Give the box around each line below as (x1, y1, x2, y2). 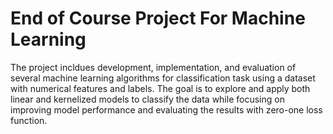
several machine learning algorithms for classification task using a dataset (10, 72, 316, 84)
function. (10, 114, 48, 126)
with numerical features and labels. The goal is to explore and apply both (10, 82, 311, 94)
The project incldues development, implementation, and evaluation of (10, 61, 297, 73)
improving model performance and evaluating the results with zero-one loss (10, 103, 323, 116)
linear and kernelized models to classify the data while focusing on (10, 93, 285, 105)
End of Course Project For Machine (10, 7, 306, 30)
